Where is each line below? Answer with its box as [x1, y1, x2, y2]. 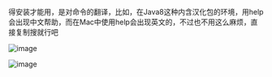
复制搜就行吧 [15, 28, 58, 36]
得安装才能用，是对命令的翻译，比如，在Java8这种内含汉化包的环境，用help [8, 7, 264, 16]
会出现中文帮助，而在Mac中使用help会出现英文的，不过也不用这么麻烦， [8, 17, 251, 27]
